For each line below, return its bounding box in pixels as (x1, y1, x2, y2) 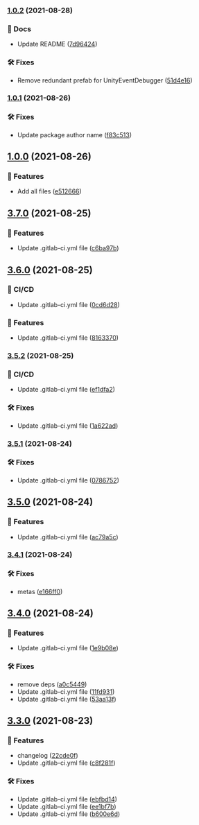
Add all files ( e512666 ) (17, 187, 82, 196)
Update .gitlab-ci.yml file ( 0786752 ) (17, 476, 120, 484)
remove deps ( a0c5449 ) (17, 680, 87, 688)
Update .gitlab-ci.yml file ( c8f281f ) (17, 758, 116, 767)
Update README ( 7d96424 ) (17, 40, 98, 49)
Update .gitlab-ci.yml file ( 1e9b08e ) (17, 644, 119, 652)
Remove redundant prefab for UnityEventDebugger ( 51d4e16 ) (17, 76, 193, 85)
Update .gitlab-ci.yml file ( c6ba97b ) (17, 244, 119, 252)
